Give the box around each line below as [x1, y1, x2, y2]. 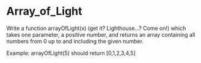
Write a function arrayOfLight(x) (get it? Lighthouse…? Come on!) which [6, 24, 186, 32]
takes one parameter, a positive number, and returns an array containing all [6, 31, 196, 38]
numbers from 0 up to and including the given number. [6, 37, 144, 45]
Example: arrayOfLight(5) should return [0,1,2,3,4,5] [6, 49, 136, 56]
